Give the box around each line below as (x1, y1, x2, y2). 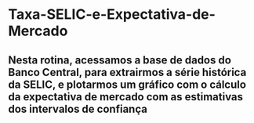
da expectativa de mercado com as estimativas (8, 90, 244, 103)
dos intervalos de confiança (8, 102, 147, 115)
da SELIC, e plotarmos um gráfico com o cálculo (8, 78, 247, 91)
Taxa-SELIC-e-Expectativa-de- (8, 5, 216, 24)
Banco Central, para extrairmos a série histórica (8, 65, 247, 79)
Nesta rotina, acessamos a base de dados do (8, 53, 231, 67)
